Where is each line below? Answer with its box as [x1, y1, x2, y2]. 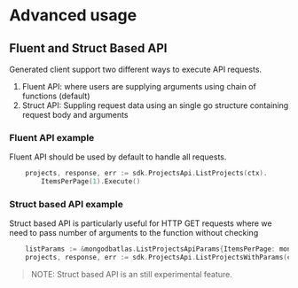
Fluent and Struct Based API [9, 41, 168, 56]
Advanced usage [9, 5, 137, 26]
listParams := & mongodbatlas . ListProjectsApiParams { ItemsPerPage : [25, 245, 276, 253]
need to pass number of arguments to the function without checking [9, 228, 259, 238]
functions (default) [21, 90, 90, 101]
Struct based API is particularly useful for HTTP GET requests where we [9, 218, 272, 229]
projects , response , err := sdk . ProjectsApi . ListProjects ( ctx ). [25, 169, 268, 178]
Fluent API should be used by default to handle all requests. [9, 152, 227, 162]
